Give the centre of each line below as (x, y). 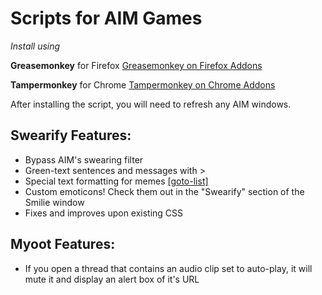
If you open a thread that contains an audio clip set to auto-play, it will (168, 268)
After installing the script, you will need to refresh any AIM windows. (151, 104)
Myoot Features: (63, 244)
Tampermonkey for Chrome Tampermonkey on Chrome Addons (143, 84)
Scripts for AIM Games (106, 18)
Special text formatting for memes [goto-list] (116, 181)
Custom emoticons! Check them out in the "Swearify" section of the (164, 191)
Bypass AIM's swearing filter (84, 159)
